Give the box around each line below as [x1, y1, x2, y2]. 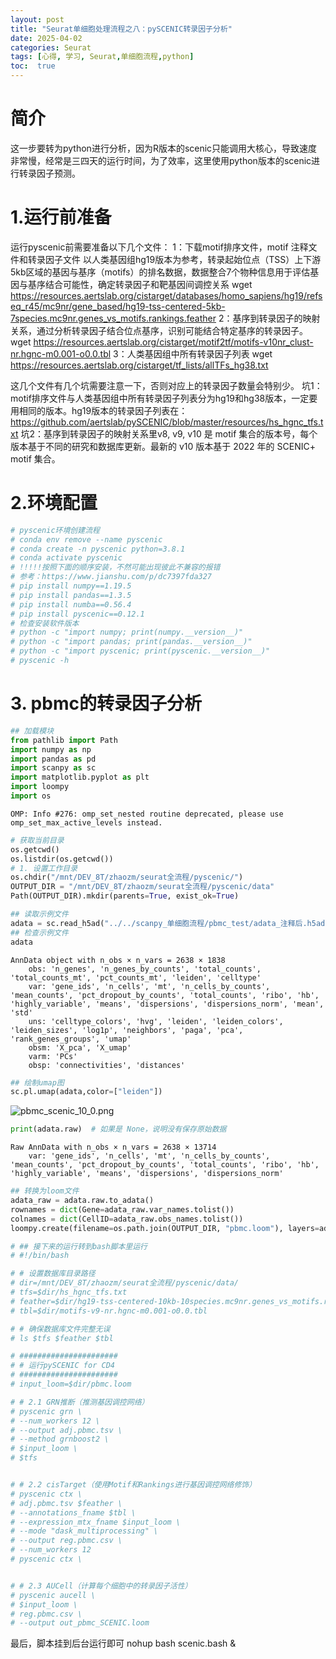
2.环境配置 [10, 492, 98, 515]
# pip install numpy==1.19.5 [10, 581, 132, 591]
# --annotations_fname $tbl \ [10, 1507, 137, 1518]
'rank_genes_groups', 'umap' [10, 1034, 132, 1044]
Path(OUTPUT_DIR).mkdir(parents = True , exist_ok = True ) [10, 891, 240, 901]
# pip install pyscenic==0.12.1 [10, 609, 145, 619]
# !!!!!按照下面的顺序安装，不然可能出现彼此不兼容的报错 [10, 562, 221, 573]
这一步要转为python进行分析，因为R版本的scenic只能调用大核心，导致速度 [10, 142, 318, 154]
